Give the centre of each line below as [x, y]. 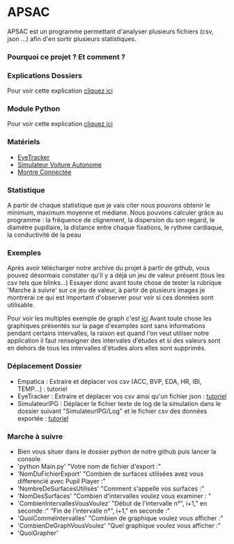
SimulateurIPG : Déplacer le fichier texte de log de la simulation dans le [119, 403]
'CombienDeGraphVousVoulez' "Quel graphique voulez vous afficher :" [119, 525]
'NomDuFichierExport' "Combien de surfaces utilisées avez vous [110, 474]
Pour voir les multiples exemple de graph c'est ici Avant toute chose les [110, 318]
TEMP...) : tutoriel [42, 389]
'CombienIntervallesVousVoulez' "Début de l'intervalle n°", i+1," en [112, 503]
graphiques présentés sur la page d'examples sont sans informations [106, 326]
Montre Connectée [44, 172]
